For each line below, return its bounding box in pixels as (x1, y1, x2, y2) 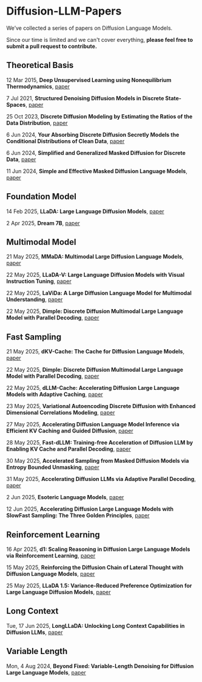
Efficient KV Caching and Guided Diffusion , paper (6, 427, 133, 435)
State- (165, 94, 182, 101)
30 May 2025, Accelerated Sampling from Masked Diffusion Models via (6, 457, 189, 465)
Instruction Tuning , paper (6, 278, 72, 285)
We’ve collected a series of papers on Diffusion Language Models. (6, 24, 173, 32)
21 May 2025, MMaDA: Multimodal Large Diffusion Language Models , (6, 253, 184, 261)
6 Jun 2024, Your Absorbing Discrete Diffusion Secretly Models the (6, 131, 180, 138)
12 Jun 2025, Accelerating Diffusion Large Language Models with (6, 505, 174, 513)
